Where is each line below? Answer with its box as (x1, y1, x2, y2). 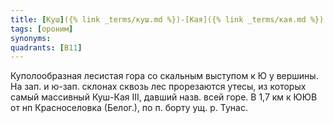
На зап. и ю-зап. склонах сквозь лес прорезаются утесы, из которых (10, 81, 307, 93)
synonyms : (10, 33, 52, 43)
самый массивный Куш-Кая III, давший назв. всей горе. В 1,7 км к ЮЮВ (10, 91, 318, 103)
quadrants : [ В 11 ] (10, 42, 83, 53)
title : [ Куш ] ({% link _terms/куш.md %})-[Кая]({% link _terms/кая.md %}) (10, 14, 325, 25)
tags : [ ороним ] (10, 24, 74, 34)
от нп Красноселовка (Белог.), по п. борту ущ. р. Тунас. (10, 102, 248, 114)
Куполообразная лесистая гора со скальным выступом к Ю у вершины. (10, 70, 319, 82)
